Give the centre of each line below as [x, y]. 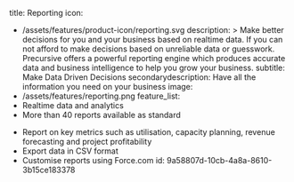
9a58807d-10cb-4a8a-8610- [219, 160]
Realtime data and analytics [73, 105]
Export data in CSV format [70, 151]
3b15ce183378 [49, 170]
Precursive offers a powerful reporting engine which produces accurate [154, 58]
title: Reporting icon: [46, 13]
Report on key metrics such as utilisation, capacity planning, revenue [149, 132]
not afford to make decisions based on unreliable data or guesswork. [148, 49]
